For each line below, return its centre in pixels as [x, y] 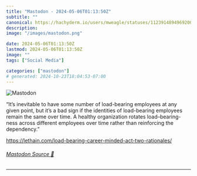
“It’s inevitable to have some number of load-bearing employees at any [91, 104]
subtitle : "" [22, 17]
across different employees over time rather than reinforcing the [96, 123]
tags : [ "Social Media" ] [35, 60]
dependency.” [23, 129]
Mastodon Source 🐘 [30, 154]
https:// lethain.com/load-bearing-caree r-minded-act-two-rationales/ [89, 141]
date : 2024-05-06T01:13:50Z [40, 44]
